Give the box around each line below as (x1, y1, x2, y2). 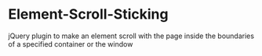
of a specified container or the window (8, 39, 133, 48)
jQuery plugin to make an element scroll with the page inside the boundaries (8, 31, 255, 40)
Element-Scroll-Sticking (8, 5, 169, 23)
